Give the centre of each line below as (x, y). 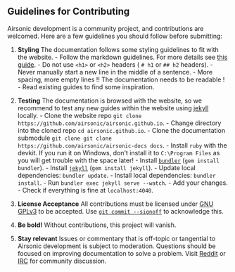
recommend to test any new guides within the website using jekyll (113, 108)
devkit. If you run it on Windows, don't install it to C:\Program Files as (119, 153)
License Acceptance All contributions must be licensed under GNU (115, 204)
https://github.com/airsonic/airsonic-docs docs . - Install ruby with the (122, 145)
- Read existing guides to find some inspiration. (86, 86)
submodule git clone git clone (65, 138)
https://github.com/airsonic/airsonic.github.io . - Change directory (119, 123)
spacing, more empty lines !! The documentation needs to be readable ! (121, 79)
